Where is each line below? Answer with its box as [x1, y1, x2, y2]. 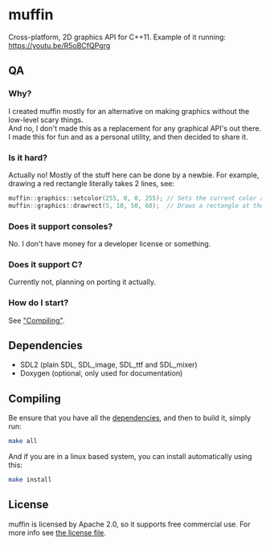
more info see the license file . [8, 527, 107, 537]
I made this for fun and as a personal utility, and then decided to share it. [8, 132, 248, 141]
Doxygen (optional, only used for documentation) [19, 368, 183, 378]
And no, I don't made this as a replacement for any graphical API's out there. [8, 123, 262, 133]
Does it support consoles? [8, 221, 113, 232]
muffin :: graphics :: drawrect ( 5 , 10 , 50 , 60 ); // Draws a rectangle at [8, 201, 250, 209]
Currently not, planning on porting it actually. [8, 277, 157, 287]
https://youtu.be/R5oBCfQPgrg [8, 40, 111, 50]
